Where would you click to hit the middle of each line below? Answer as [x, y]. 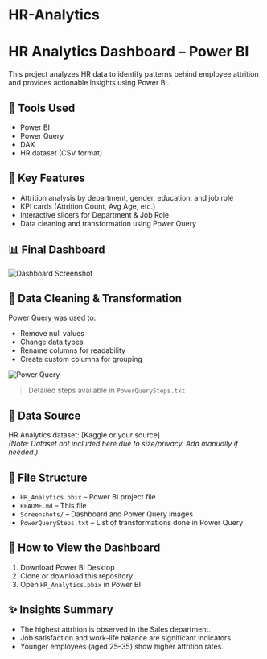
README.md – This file [53, 506]
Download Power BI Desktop [67, 567]
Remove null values [52, 334]
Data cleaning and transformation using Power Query [108, 223]
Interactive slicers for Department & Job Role [94, 214]
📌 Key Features [47, 178]
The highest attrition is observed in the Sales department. [115, 629]
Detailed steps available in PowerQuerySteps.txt [107, 390]
